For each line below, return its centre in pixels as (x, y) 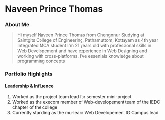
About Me (17, 25)
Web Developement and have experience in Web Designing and (82, 51)
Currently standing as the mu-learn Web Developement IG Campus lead (85, 112)
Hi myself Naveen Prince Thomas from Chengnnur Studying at (81, 35)
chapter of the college (35, 107)
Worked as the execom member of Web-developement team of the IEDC (86, 102)
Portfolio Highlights (29, 74)
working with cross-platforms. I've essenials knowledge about (81, 56)
